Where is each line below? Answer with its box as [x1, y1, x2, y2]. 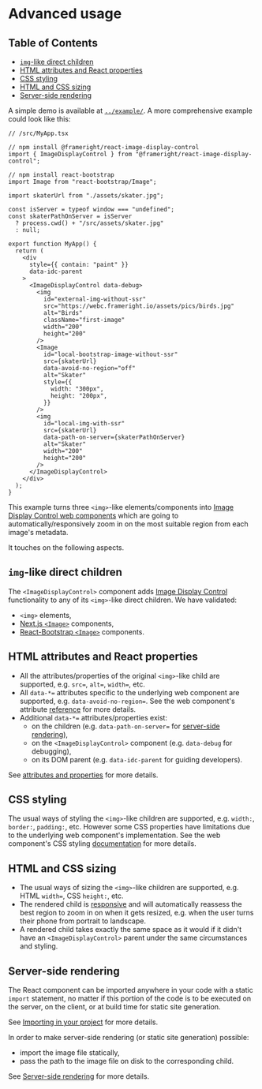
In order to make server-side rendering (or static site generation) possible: [8, 1033, 249, 1042]
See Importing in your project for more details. [8, 1017, 159, 1027]
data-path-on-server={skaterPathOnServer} [43, 433, 185, 441]
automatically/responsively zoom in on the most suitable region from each [8, 519, 249, 529]
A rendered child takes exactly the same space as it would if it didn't [19, 925, 242, 934]
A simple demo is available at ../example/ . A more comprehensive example [8, 106, 253, 115]
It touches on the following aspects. [8, 543, 125, 552]
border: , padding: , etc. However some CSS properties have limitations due [8, 822, 251, 832]
